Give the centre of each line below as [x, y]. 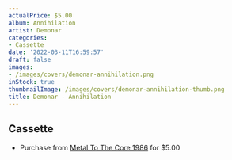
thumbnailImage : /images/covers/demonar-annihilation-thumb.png [116, 89]
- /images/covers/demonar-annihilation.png [81, 74]
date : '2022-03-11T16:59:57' [56, 52]
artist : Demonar [35, 30]
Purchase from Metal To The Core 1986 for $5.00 [100, 148]
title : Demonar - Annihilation [60, 97]
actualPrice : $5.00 [40, 15]
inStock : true [32, 82]
